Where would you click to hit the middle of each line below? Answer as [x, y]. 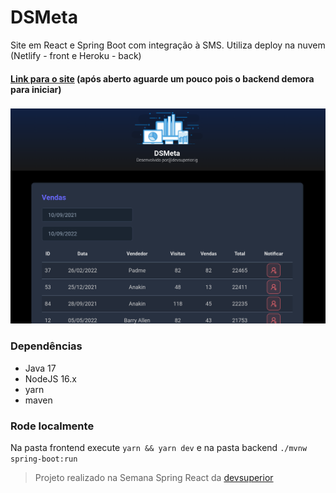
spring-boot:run [44, 459]
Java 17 [40, 368]
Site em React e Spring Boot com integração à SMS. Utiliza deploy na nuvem [168, 45]
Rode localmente [52, 426]
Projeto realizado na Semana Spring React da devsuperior [154, 478]
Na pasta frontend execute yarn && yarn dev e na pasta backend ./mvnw [159, 448]
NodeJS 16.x [50, 378]
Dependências [46, 346]
